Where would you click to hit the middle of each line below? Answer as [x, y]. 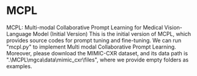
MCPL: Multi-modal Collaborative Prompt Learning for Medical [85, 27]
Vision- [174, 27]
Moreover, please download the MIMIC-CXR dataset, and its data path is [97, 53]
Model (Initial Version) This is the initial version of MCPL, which [112, 33]
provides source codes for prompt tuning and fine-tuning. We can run [94, 40]
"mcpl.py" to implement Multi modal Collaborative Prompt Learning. [91, 47]
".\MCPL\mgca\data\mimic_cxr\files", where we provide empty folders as [98, 60]
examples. [19, 66]
